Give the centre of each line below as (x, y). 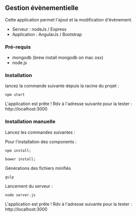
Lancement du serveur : (29, 186)
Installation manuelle (30, 122)
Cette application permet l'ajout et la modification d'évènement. (69, 19)
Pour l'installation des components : (41, 142)
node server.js (20, 195)
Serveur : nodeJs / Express (39, 29)
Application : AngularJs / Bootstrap (47, 34)
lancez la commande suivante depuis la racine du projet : (62, 86)
